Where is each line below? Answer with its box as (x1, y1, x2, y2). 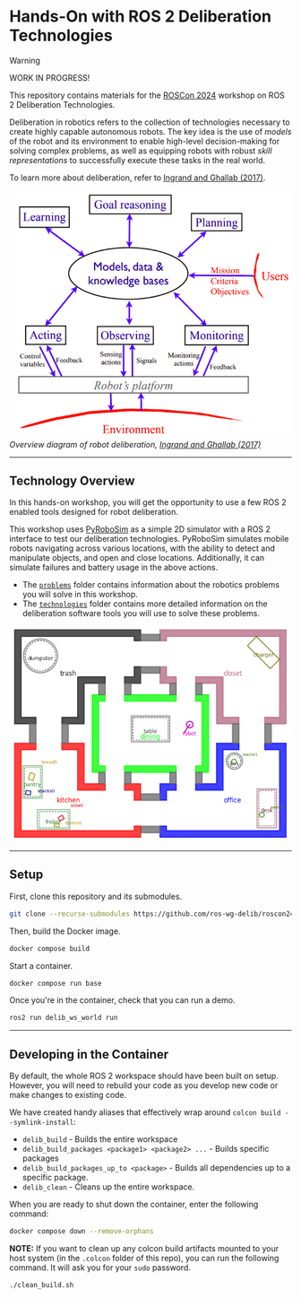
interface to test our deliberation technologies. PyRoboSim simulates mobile (9, 534, 289, 544)
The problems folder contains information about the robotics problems (21, 579, 280, 590)
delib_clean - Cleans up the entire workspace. (21, 1181, 195, 1192)
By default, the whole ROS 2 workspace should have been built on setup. (9, 1070, 279, 1082)
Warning (9, 55, 40, 65)
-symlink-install (9, 1119, 74, 1128)
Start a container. (9, 960, 73, 971)
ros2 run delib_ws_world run (9, 1014, 118, 1023)
